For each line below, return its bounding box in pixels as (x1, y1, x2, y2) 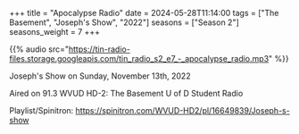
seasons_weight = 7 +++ (9, 27, 101, 37)
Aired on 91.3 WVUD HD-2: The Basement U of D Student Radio (9, 88, 244, 98)
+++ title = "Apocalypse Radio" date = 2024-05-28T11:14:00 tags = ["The (9, 8, 279, 18)
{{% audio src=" (9, 44, 70, 54)
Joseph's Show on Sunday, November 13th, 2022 (9, 71, 191, 81)
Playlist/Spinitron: (9, 105, 74, 115)
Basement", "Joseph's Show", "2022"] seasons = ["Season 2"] (9, 17, 239, 28)
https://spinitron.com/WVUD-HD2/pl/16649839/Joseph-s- (75, 105, 290, 115)
